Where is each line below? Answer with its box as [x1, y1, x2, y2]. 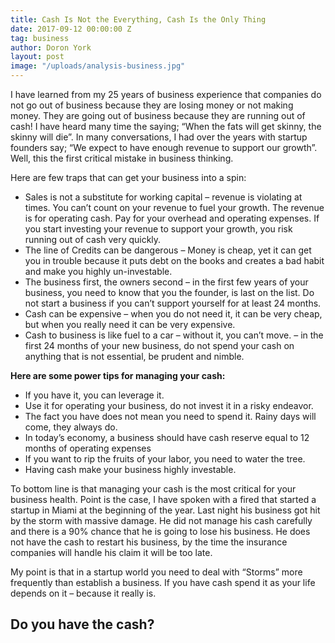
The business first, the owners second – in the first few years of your [24, 276, 309, 288]
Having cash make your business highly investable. [24, 464, 237, 475]
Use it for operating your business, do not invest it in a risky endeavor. [24, 400, 314, 411]
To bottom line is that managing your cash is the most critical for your [10, 483, 297, 495]
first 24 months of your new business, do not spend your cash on [24, 340, 295, 351]
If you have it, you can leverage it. [24, 389, 165, 401]
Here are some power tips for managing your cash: [10, 370, 226, 381]
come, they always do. [24, 421, 118, 433]
